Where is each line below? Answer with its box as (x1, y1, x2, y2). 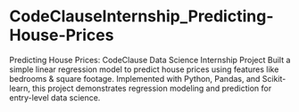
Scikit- (262, 73, 287, 84)
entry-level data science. (9, 92, 101, 103)
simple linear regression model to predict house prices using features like (9, 64, 279, 75)
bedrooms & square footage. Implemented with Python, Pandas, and (9, 73, 261, 84)
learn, (9, 83, 31, 93)
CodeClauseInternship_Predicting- (9, 6, 274, 27)
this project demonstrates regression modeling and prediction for (32, 83, 272, 93)
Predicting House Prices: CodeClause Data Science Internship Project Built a (9, 54, 291, 65)
